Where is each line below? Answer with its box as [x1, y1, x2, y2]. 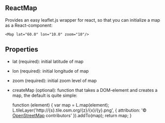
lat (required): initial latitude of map [12, 58, 84, 64]
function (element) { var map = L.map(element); [12, 102, 109, 108]
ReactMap [5, 4, 37, 12]
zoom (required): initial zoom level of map [12, 78, 97, 83]
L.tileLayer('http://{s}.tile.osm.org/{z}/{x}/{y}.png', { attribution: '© [12, 107, 147, 113]
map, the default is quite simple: [12, 92, 78, 98]
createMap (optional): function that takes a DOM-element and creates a [12, 87, 158, 93]
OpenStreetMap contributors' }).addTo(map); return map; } [12, 112, 132, 118]
